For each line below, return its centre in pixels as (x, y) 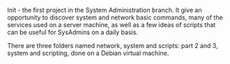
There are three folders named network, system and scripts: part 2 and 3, (113, 46)
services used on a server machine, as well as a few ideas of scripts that (112, 25)
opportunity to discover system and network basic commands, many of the (115, 17)
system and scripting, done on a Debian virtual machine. (88, 53)
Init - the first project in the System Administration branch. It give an (105, 10)
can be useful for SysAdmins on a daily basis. (72, 32)
